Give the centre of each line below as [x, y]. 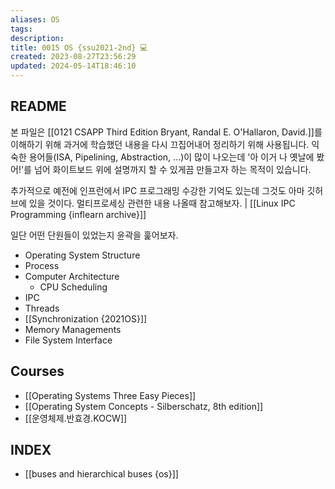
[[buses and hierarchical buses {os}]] [101, 474]
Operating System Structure [82, 255]
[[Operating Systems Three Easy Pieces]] [110, 395]
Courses [37, 371]
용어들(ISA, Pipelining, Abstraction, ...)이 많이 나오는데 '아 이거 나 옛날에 [171, 157]
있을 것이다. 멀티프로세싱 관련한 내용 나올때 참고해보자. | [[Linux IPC [162, 203]
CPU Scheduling [73, 287]
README [38, 106]
